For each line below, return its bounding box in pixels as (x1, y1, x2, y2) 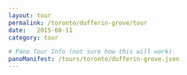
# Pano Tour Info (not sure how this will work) (8, 48, 173, 56)
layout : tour (8, 11, 52, 20)
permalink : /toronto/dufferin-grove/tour (8, 19, 148, 27)
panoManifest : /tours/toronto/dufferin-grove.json (8, 55, 180, 63)
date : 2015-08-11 (8, 26, 73, 34)
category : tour (8, 33, 59, 42)
